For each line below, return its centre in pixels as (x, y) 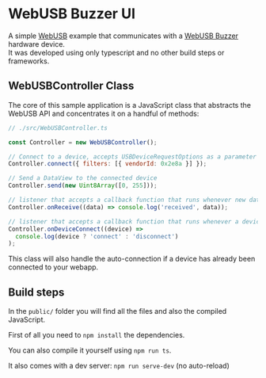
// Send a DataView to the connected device (83, 178)
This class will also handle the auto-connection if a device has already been (132, 259)
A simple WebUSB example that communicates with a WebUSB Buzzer (123, 36)
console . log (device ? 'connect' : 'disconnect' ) (97, 236)
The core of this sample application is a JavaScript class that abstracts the (130, 105)
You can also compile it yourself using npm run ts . (90, 350)
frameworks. (29, 61)
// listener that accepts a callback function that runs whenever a (123, 221)
